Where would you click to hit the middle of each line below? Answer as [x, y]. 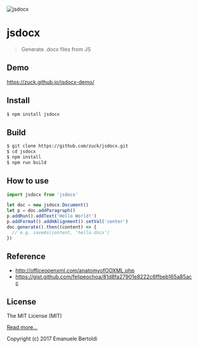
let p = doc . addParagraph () [41, 211]
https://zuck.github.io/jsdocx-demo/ [51, 82]
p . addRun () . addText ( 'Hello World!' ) [52, 216]
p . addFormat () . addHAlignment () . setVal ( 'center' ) [67, 222]
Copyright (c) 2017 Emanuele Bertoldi [52, 339]
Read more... [22, 327]
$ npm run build [27, 162]
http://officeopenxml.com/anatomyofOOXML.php [75, 271]
